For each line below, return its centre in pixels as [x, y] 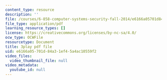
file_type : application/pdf [34, 24]
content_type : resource [30, 10]
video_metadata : [22, 65]
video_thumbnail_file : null [39, 61]
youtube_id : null [28, 70]
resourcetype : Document [30, 42]
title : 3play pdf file [29, 47]
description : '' [22, 14]
